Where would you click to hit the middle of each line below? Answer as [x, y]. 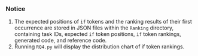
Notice [16, 9]
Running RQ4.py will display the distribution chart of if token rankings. [99, 47]
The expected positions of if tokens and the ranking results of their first [103, 22]
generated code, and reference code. [60, 41]
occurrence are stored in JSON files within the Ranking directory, [94, 28]
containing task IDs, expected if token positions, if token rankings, [98, 34]
